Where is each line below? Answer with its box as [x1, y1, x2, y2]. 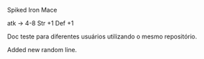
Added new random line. [7, 46, 77, 54]
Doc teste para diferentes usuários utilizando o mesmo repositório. [7, 32, 197, 40]
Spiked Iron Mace [7, 6, 57, 14]
